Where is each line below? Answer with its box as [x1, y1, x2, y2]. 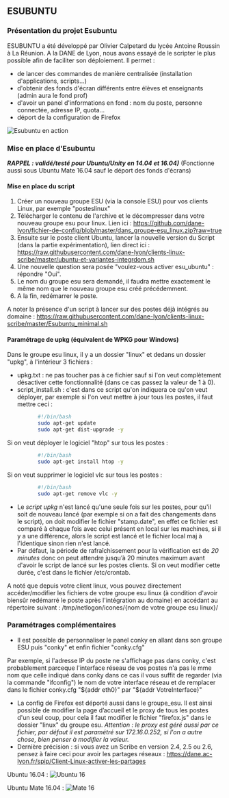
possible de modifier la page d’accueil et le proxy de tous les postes [16, 706, 208, 714]
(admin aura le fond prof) [16, 91, 88, 99]
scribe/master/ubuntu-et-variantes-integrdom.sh [16, 255, 155, 264]
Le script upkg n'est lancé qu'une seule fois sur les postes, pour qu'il [16, 503, 212, 511]
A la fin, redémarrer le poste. [16, 292, 98, 300]
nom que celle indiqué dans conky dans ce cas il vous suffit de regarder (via [7, 671, 222, 679]
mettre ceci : [16, 400, 53, 408]
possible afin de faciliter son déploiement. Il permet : [7, 56, 155, 64]
